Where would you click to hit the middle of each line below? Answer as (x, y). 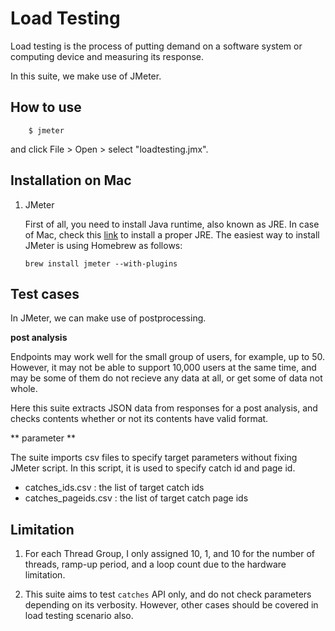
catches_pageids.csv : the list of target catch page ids (136, 498)
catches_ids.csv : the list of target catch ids (114, 488)
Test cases (45, 293)
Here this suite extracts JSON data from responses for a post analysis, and (164, 408)
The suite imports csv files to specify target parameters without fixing (154, 458)
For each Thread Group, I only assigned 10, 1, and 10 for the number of (169, 554)
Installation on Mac (71, 180)
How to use (46, 107)
